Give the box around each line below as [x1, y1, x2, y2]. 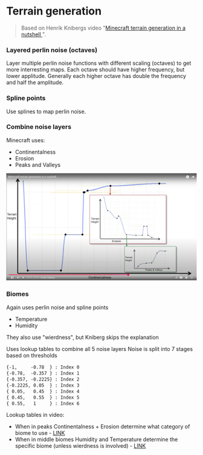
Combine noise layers [6, 123, 71, 131]
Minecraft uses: [6, 136, 45, 143]
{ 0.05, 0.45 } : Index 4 [6, 388, 80, 394]
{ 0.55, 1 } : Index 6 [6, 401, 80, 407]
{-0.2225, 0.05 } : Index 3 [6, 382, 80, 388]
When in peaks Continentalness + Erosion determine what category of [14, 422, 190, 430]
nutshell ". [21, 30, 47, 38]
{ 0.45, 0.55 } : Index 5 [6, 394, 80, 401]
